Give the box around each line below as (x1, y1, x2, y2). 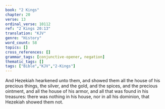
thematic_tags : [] (5, 59, 44, 64)
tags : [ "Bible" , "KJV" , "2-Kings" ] (5, 64, 76, 69)
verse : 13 (5, 17, 26, 22)
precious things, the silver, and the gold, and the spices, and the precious (5, 83, 158, 89)
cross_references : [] (5, 49, 51, 54)
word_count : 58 (5, 40, 37, 45)
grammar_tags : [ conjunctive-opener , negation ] (5, 54, 105, 60)
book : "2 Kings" (5, 7, 39, 13)
